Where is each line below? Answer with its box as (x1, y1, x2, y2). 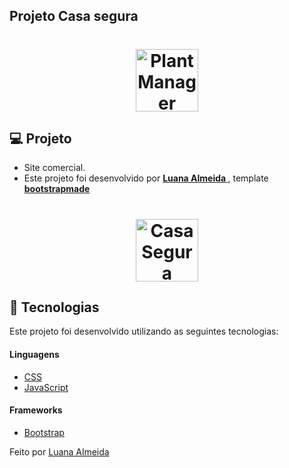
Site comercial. (23, 162, 86, 174)
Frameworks (9, 404, 63, 416)
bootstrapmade (23, 183, 91, 195)
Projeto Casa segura (9, 8, 139, 25)
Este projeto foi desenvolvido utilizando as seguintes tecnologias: (9, 325, 279, 338)
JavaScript (23, 381, 69, 393)
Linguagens (9, 348, 60, 360)
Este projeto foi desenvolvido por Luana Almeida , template (23, 172, 269, 184)
